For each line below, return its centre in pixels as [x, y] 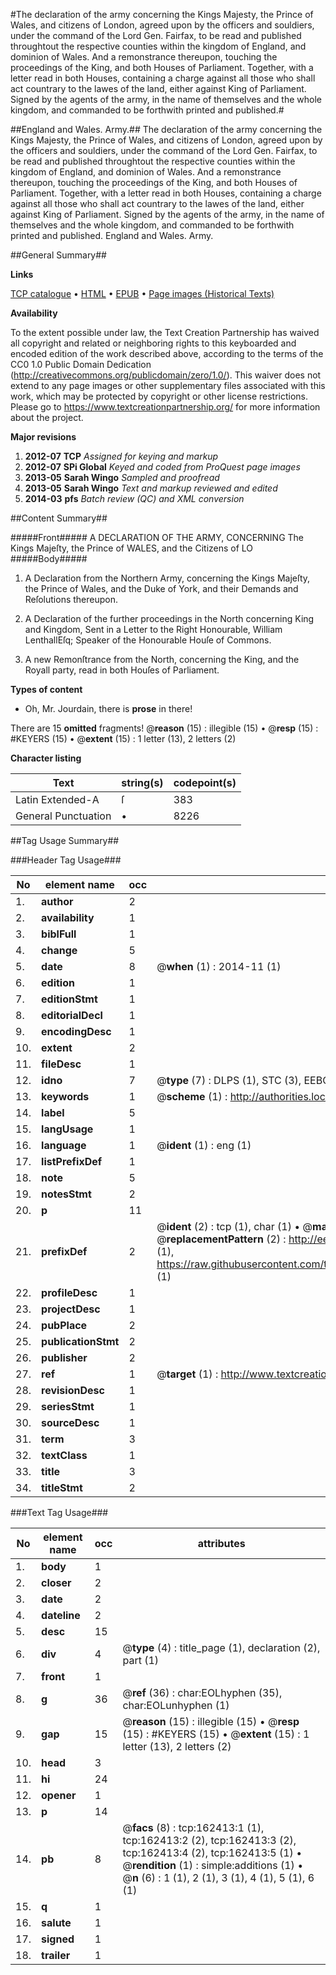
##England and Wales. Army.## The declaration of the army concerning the [166, 129]
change [59, 950]
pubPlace [64, 1325]
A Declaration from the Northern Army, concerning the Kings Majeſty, [167, 578]
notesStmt [66, 1194]
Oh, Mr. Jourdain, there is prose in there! [108, 708]
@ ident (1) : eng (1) [204, 1145]
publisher [64, 1357]
